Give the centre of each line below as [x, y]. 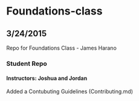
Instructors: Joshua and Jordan [47, 78]
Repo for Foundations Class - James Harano [61, 48]
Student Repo [27, 64]
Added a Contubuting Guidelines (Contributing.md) [70, 91]
